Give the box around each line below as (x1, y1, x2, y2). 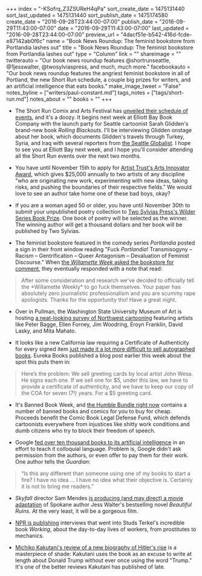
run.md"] (6, 95, 29, 103)
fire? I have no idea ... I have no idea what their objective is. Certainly (21, 476, 193, 483)
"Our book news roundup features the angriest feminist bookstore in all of (6, 70, 191, 76)
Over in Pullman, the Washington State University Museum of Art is (15, 308, 182, 315)
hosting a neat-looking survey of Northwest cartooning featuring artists (15, 314, 194, 321)
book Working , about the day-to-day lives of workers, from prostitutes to (15, 526, 197, 533)
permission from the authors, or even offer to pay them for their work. (15, 452, 189, 459)
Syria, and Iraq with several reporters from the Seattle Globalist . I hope (15, 140, 191, 146)
